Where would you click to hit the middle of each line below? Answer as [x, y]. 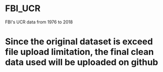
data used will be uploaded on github [81, 63]
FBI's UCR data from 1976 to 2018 [39, 22]
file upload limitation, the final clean [80, 52]
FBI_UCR [23, 9]
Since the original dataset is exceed [79, 42]
